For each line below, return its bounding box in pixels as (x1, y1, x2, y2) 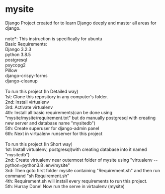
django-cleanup (5, 78, 38, 84)
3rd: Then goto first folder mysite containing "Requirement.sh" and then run (5, 167, 161, 173)
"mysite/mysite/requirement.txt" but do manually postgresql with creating (5, 115, 156, 121)
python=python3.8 (5, 162, 43, 168)
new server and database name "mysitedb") (5, 120, 96, 126)
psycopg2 (5, 62, 26, 68)
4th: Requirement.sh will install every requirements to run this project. (5, 178, 148, 184)
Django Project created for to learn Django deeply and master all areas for (5, 20, 157, 26)
